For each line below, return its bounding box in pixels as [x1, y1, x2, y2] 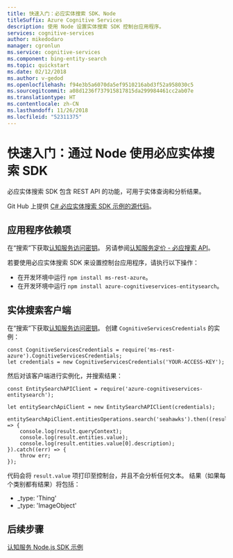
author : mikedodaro [7, 36, 64, 43]
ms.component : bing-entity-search [7, 56, 107, 62]
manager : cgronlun [7, 42, 60, 49]
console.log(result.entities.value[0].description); [19, 440, 175, 448]
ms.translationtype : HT [7, 94, 76, 101]
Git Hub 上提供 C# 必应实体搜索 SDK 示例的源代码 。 [7, 202, 155, 210]
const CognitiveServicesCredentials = [7, 346, 119, 354]
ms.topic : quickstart [7, 62, 70, 69]
